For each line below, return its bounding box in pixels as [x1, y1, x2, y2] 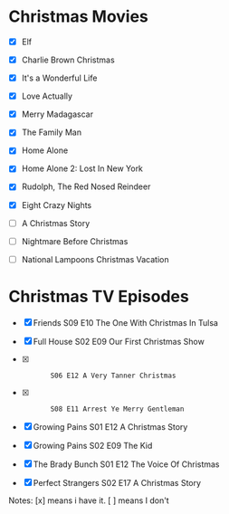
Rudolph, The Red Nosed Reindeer [21, 181, 151, 192]
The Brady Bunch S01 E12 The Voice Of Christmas [33, 459, 220, 470]
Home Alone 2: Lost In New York [21, 163, 144, 174]
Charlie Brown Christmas [21, 54, 115, 65]
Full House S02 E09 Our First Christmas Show [33, 336, 205, 347]
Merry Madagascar [21, 109, 94, 119]
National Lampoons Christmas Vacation [21, 253, 169, 264]
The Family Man [21, 127, 82, 138]
